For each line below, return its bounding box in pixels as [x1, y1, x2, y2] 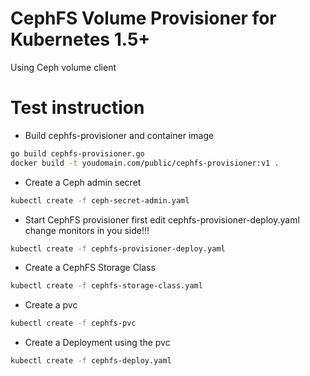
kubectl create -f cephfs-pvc [10, 318, 137, 329]
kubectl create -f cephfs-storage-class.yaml [10, 281, 203, 291]
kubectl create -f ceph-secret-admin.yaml [10, 195, 190, 206]
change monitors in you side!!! [24, 224, 150, 236]
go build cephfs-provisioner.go [10, 148, 145, 159]
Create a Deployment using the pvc [24, 337, 171, 349]
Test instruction [10, 97, 145, 119]
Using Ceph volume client [10, 61, 117, 73]
